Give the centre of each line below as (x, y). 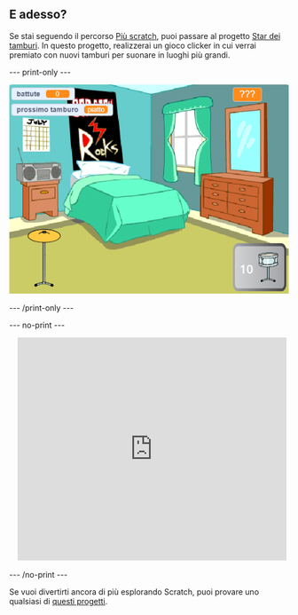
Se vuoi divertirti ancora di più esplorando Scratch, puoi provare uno (134, 591)
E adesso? (38, 15)
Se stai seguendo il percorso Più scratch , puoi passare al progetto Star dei (145, 35)
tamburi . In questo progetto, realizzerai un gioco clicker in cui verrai (133, 45)
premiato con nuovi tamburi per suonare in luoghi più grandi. (120, 55)
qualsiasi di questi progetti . (59, 601)
